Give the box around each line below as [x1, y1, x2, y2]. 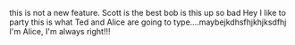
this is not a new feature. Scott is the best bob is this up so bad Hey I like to [9, 8, 286, 18]
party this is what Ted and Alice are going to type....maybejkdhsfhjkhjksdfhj [9, 17, 287, 27]
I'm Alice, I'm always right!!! [9, 26, 111, 36]
